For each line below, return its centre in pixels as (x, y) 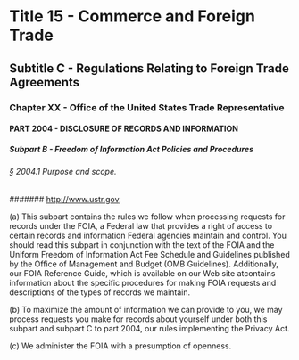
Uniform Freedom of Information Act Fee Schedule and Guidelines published (149, 254)
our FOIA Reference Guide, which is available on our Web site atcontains (142, 273)
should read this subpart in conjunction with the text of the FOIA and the (142, 245)
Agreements (45, 82)
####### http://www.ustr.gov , (66, 199)
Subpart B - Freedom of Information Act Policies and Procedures (132, 149)
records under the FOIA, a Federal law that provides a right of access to (141, 225)
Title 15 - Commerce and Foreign (133, 16)
